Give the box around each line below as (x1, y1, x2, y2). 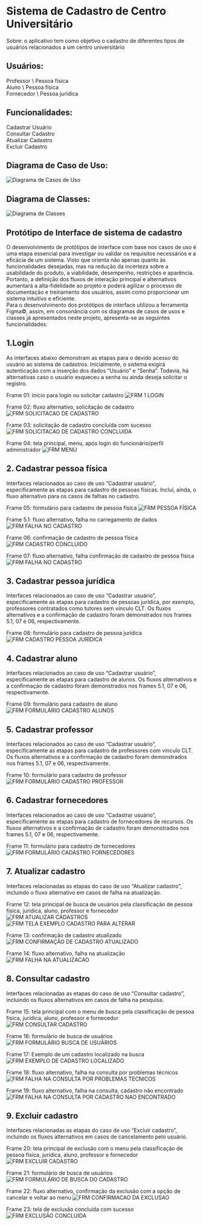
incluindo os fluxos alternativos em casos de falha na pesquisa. (6, 996, 164, 1003)
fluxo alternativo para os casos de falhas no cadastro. (6, 492, 140, 499)
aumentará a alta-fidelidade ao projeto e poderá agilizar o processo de (6, 282, 182, 289)
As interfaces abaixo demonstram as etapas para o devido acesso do (6, 354, 179, 361)
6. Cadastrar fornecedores (6, 795, 109, 805)
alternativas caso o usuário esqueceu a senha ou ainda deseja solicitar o (6, 373, 187, 380)
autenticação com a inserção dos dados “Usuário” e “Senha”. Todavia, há (6, 367, 189, 374)
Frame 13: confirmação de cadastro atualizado (6, 931, 122, 938)
